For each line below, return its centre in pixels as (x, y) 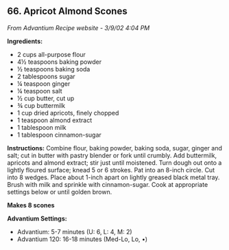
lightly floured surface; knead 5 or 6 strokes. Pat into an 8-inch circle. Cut (111, 170)
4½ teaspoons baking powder (59, 62)
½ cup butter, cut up (46, 98)
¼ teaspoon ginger (44, 83)
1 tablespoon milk (41, 127)
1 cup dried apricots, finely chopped (68, 113)
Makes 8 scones (31, 205)
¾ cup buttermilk (41, 105)
